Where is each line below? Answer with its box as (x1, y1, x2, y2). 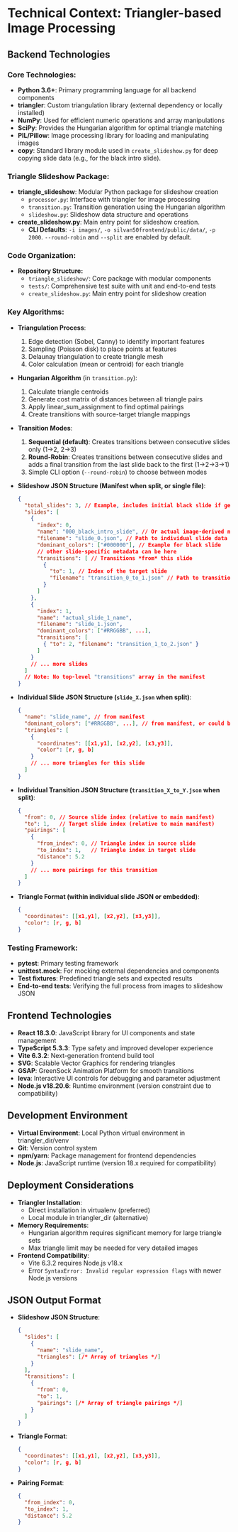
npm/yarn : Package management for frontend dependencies (17, 1151, 197, 1160)
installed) (17, 108, 45, 117)
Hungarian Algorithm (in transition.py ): (17, 373, 138, 382)
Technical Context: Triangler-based (7, 5, 222, 21)
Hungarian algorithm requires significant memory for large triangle (28, 1228, 222, 1237)
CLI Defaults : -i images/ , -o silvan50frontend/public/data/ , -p (28, 225, 216, 234)
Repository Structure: (17, 266, 84, 275)
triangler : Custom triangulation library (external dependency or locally (17, 101, 223, 109)
